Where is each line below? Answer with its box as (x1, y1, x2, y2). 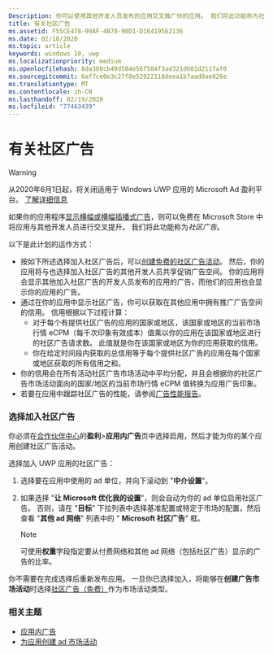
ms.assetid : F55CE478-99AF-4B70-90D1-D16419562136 (8, 27, 184, 35)
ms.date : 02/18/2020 (8, 34, 79, 43)
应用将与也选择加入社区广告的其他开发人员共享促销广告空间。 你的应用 (19, 267, 258, 277)
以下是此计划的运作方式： (8, 239, 94, 249)
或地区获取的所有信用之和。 (32, 359, 126, 368)
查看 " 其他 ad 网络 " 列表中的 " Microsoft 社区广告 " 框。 (19, 513, 206, 523)
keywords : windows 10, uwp (8, 50, 100, 58)
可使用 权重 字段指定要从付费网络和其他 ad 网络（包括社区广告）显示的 (19, 547, 254, 556)
